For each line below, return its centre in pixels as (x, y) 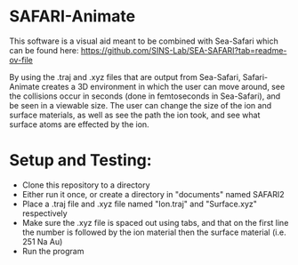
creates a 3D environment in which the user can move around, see (163, 86)
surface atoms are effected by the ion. (79, 124)
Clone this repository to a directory (86, 185)
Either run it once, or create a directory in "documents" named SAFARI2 (153, 194)
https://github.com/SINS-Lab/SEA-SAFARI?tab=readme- (184, 50)
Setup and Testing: (81, 161)
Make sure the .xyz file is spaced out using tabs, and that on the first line (155, 222)
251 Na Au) (42, 241)
